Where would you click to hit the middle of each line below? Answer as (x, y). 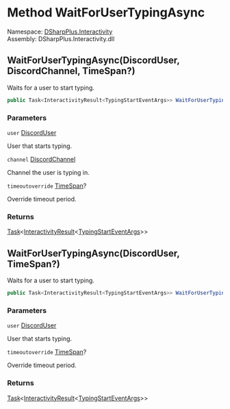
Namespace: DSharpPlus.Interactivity (60, 32)
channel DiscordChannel (41, 159)
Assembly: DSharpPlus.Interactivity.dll (61, 38)
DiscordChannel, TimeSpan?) (71, 71)
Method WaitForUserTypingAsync (106, 13)
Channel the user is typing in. (49, 172)
